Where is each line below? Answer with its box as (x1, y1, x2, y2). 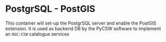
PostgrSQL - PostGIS (5, 3, 96, 15)
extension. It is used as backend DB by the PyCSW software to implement (5, 25, 161, 31)
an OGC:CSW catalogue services (5, 31, 70, 37)
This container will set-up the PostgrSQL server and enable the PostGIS (5, 20, 156, 26)
